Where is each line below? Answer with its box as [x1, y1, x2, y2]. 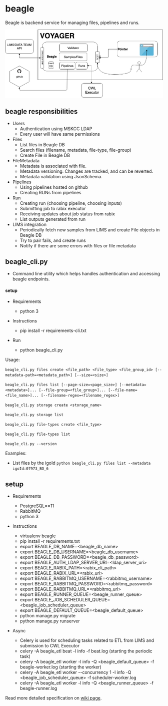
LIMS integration [12, 221, 46, 228]
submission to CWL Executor [19, 643, 80, 649]
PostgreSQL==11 [19, 503, 54, 509]
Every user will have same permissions [19, 131, 100, 137]
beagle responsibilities [5, 107, 78, 116]
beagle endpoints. [12, 276, 50, 282]
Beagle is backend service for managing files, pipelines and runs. [5, 20, 140, 26]
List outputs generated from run [19, 216, 86, 222]
